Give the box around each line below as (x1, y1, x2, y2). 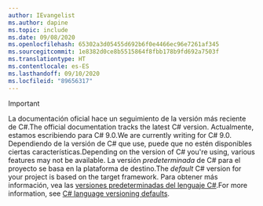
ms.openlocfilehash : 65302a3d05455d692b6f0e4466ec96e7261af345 (8, 41, 220, 49)
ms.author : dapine (8, 19, 68, 27)
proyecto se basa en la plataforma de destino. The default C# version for (8, 164, 242, 173)
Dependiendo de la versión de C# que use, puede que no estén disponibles (8, 139, 253, 148)
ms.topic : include (8, 26, 68, 34)
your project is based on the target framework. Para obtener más (8, 172, 218, 181)
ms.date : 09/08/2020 (8, 33, 76, 42)
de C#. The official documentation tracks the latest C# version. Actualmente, (8, 122, 254, 132)
